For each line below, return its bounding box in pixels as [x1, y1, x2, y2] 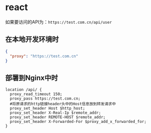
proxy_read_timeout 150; [10, 92, 63, 97]
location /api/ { [5, 87, 42, 93]
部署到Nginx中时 [5, 73, 58, 82]
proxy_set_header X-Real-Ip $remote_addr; [10, 110, 101, 115]
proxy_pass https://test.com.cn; [10, 96, 81, 101]
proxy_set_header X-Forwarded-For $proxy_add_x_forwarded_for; [10, 119, 146, 124]
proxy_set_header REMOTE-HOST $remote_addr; [10, 115, 106, 120]
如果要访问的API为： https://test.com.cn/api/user [5, 19, 112, 25]
